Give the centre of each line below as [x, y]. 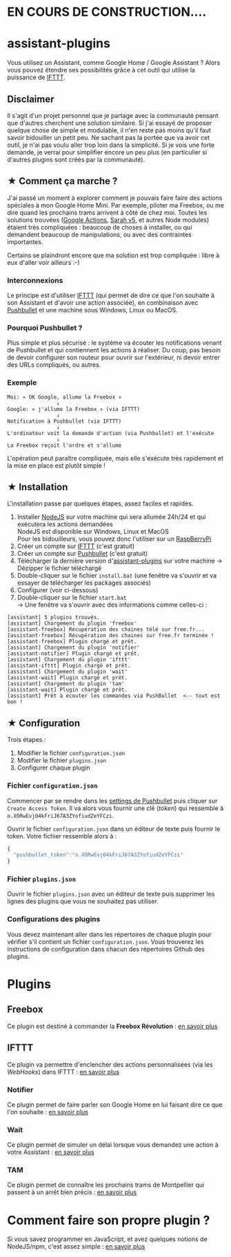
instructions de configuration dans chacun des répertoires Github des [106, 949]
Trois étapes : [27, 740]
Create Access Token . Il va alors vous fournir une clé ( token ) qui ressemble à [115, 808]
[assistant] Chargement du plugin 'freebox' [72, 624]
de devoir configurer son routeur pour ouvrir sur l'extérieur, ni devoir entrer [114, 358]
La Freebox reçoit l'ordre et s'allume [64, 445]
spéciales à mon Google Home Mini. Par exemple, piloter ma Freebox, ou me [115, 205]
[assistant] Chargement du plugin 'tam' [66, 684]
